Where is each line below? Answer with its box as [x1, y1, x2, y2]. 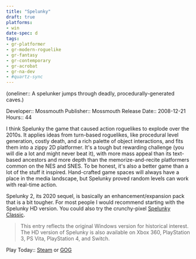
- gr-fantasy [6, 52, 38, 58]
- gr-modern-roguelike [6, 47, 61, 53]
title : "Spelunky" [6, 8, 51, 15]
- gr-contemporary [6, 57, 51, 63]
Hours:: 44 [6, 114, 32, 121]
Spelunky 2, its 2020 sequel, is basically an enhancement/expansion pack [6, 193, 185, 200]
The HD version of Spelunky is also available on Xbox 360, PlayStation [20, 229, 190, 236]
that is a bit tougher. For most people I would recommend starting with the [6, 199, 185, 206]
